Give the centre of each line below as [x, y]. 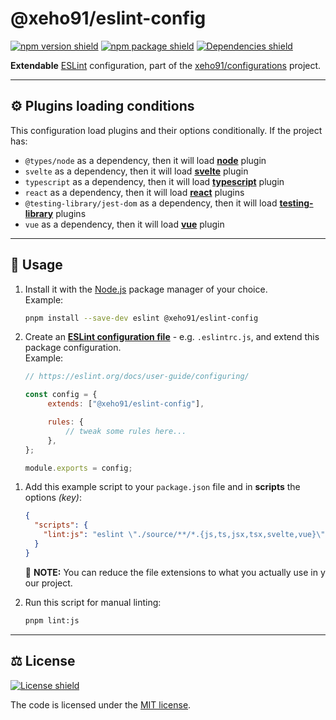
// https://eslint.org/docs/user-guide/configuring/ [137, 377]
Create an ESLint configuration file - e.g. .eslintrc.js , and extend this [172, 337]
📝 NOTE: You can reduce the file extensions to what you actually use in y [175, 572]
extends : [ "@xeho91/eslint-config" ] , [126, 404]
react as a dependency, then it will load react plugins [134, 192]
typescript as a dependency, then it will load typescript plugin [154, 181]
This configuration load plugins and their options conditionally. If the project [166, 130]
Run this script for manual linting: [93, 602]
